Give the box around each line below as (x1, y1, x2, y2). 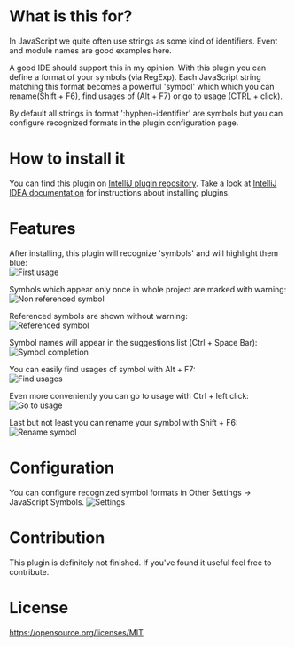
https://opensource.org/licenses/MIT (9, 627, 144, 637)
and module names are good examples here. (9, 44, 173, 55)
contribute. (9, 566, 50, 577)
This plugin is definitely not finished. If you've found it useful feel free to (9, 557, 272, 568)
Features (9, 219, 76, 239)
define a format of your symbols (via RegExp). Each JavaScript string (9, 71, 261, 82)
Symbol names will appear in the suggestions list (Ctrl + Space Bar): (9, 337, 258, 347)
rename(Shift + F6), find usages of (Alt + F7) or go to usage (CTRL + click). (9, 91, 283, 101)
